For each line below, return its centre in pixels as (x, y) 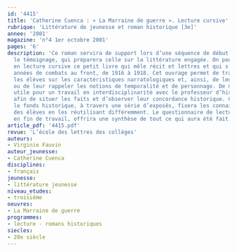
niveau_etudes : (30, 191)
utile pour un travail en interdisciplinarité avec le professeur (113, 92)
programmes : (25, 217)
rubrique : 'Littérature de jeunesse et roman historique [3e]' (102, 27)
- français (23, 171)
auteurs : (20, 138)
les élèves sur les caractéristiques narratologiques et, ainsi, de (116, 79)
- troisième (25, 198)
